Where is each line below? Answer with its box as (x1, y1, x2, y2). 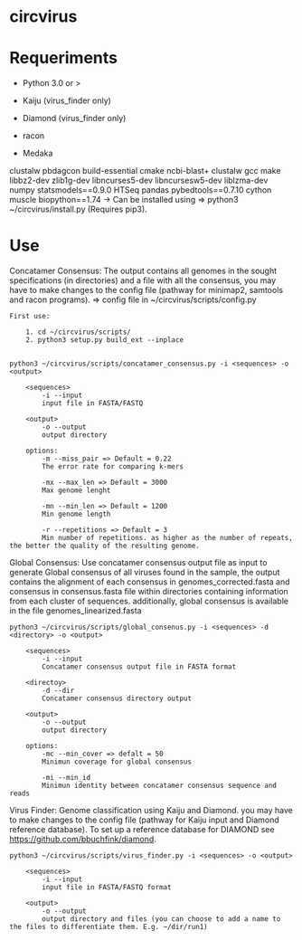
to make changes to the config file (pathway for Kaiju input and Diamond (9, 814, 280, 825)
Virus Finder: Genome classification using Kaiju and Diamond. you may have (9, 805, 294, 816)
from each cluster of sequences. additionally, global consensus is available (9, 595, 289, 607)
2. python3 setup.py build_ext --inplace (25, 336, 184, 345)
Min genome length (42, 509, 111, 519)
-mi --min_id (42, 774, 91, 783)
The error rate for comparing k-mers (42, 462, 184, 471)
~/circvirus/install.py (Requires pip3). (9, 204, 147, 214)
